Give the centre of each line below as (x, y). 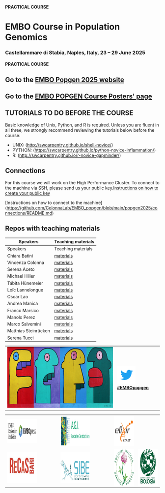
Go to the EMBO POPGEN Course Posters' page (79, 97)
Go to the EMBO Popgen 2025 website (65, 79)
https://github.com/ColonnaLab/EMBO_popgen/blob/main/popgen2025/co (82, 208)
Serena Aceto (21, 269)
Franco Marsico (23, 310)
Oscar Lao (18, 297)
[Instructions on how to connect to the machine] (54, 203)
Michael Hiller (21, 276)
